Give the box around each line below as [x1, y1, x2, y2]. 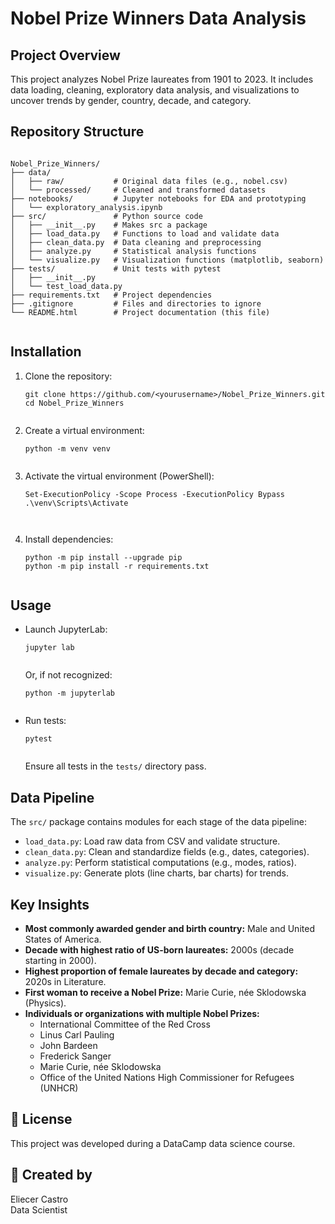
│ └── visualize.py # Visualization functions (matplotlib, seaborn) [10, 255, 325, 265]
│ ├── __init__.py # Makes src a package [10, 220, 208, 230]
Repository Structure [10, 123, 145, 141]
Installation [10, 343, 82, 361]
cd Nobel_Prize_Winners [24, 398, 125, 408]
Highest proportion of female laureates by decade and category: [24, 965, 299, 977]
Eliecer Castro [10, 1193, 69, 1205]
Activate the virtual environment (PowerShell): [24, 470, 215, 482]
